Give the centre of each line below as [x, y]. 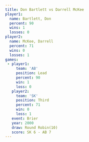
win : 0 [22, 110]
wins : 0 [17, 50]
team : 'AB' [27, 69]
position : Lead [32, 73]
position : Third [33, 101]
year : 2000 [23, 123]
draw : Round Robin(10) [34, 127]
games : [12, 60]
